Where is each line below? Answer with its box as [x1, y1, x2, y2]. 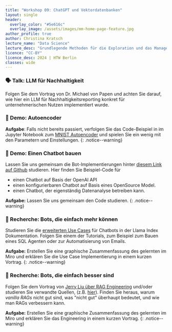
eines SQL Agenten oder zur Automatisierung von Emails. [5, 238, 126, 244]
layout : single [5, 12, 38, 17]
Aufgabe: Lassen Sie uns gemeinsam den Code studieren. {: [5, 198, 133, 204]
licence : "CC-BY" [5, 50, 42, 55]
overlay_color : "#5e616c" [10, 22, 66, 27]
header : [5, 17, 22, 22]
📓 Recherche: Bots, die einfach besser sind [5, 272, 114, 279]
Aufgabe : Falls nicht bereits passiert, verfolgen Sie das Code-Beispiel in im [5, 126, 164, 132]
